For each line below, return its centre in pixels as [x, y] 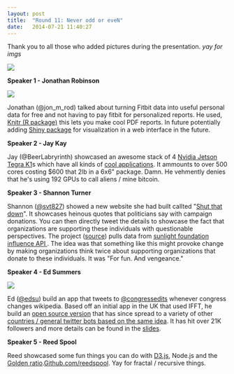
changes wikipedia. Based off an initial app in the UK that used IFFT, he [110, 306]
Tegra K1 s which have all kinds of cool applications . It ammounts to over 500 [117, 165]
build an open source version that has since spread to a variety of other [110, 314]
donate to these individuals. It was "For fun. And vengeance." [95, 258]
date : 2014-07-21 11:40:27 [50, 27]
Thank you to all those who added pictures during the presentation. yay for [115, 47]
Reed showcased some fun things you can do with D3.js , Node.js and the [112, 356]
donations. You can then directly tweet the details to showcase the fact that [116, 221]
